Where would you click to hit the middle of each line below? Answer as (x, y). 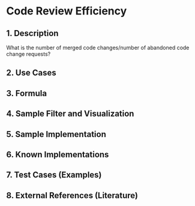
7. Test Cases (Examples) (54, 175)
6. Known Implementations (58, 154)
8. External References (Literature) (72, 195)
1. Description (32, 33)
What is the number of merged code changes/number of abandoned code (98, 47)
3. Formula (26, 93)
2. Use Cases (31, 73)
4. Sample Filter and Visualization (70, 114)
